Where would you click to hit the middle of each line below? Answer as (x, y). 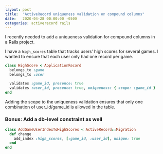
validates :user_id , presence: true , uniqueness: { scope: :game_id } (82, 88)
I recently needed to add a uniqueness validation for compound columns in (80, 37)
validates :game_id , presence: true (46, 83)
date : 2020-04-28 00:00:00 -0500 (41, 18)
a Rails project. (20, 42)
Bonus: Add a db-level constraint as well (54, 120)
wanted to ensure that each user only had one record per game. (69, 57)
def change (20, 134)
